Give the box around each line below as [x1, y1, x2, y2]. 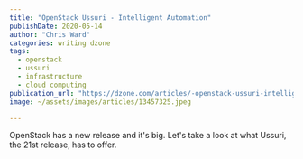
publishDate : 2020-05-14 [9, 22, 103, 31]
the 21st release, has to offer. [9, 139, 117, 150]
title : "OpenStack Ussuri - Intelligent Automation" [9, 13, 212, 23]
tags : [9, 47, 30, 56]
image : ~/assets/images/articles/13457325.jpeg [9, 97, 192, 107]
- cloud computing [17, 80, 87, 89]
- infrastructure [17, 72, 83, 81]
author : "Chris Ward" [9, 30, 91, 39]
